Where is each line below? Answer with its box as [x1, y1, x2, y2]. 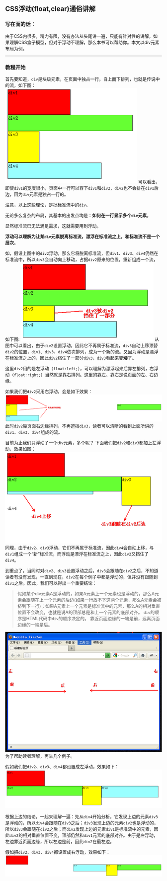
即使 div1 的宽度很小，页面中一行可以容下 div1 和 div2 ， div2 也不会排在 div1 [5, 185, 155, 191]
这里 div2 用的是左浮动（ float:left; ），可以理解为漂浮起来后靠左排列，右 [5, 365, 154, 371]
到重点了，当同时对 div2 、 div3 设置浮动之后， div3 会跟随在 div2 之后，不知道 [5, 567, 159, 573]
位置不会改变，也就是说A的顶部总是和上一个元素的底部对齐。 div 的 [17, 609, 155, 615]
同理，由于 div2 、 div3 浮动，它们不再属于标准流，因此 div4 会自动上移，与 [5, 545, 154, 551]
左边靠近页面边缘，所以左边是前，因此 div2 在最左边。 [5, 839, 114, 845]
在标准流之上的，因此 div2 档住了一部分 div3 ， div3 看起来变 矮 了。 [5, 355, 137, 361]
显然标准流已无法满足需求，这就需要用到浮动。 [5, 223, 101, 229]
